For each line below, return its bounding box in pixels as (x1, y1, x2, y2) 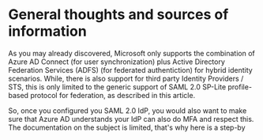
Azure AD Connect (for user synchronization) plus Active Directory (8, 57, 225, 66)
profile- (227, 81, 253, 92)
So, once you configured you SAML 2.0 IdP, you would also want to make (8, 105, 247, 115)
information (8, 22, 87, 40)
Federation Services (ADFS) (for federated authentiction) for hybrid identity (8, 65, 253, 74)
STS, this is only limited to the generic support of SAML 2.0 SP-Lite (8, 81, 227, 92)
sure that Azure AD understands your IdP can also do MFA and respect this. (8, 114, 254, 123)
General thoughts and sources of (8, 6, 229, 24)
